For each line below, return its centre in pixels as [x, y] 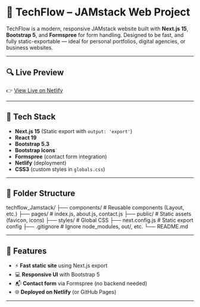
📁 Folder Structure [41, 193]
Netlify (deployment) [40, 162]
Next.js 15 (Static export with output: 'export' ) [74, 131]
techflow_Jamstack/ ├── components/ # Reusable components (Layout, [95, 208]
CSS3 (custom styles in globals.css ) [60, 169]
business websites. [30, 48]
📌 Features [26, 251]
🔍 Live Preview [35, 73]
